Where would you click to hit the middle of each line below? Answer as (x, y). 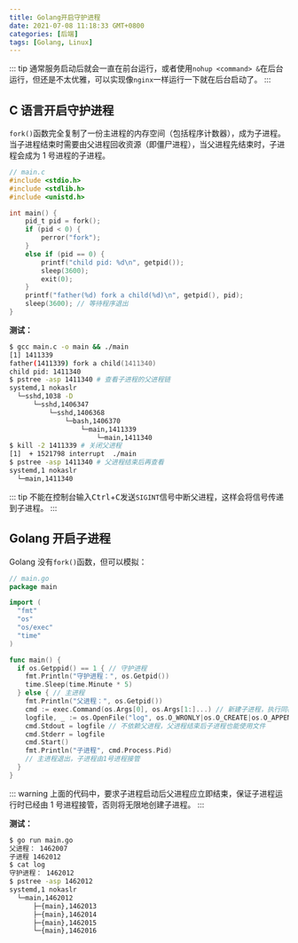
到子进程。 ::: (33, 507)
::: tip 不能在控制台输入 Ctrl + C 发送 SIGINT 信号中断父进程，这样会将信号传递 (146, 497)
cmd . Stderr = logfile (65, 734)
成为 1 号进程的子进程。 (67, 155)
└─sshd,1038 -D (45, 397)
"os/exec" (35, 627)
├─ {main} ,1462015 (65, 923)
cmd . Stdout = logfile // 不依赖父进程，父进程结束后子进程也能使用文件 (145, 726)
